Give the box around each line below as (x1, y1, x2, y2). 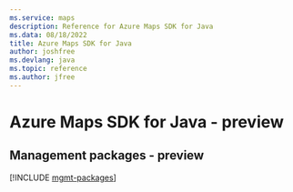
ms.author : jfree (9, 73, 76, 82)
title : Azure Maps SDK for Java (9, 38, 132, 48)
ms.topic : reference (9, 65, 88, 74)
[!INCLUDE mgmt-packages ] (9, 172, 116, 183)
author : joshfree (9, 47, 76, 56)
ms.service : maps (9, 13, 76, 23)
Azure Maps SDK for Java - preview (9, 111, 285, 132)
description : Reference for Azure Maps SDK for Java (9, 22, 214, 31)
